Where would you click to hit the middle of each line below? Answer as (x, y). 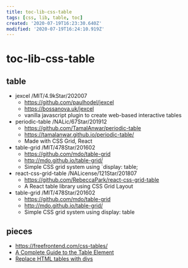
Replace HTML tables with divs (54, 259)
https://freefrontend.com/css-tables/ (61, 246)
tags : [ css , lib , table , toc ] (45, 18)
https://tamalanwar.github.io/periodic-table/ (79, 135)
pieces (19, 231)
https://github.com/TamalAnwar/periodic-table (82, 128)
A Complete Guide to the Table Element (64, 252)
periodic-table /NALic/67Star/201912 (61, 122)
